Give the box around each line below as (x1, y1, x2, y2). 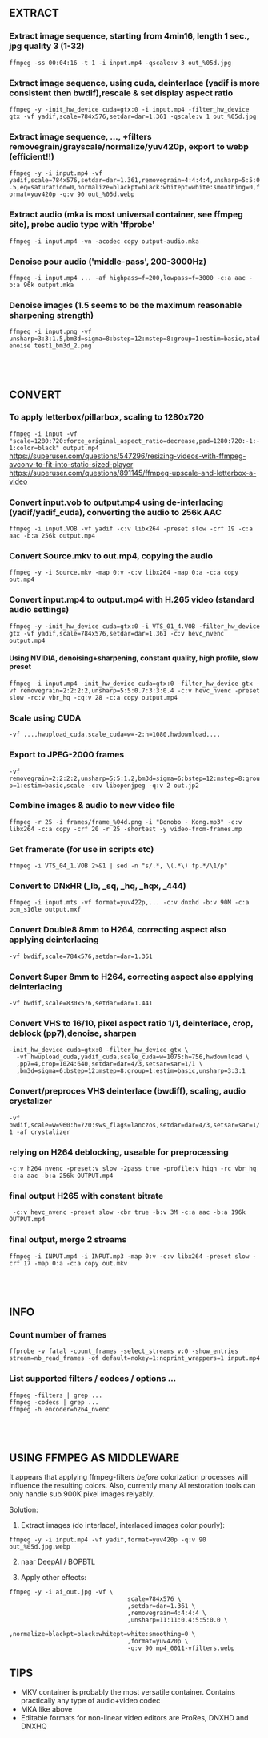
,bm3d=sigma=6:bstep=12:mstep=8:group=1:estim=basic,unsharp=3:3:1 (16, 1067, 246, 1075)
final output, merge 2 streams (9, 1234, 127, 1245)
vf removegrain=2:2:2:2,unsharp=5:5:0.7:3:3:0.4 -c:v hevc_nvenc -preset (9, 686, 261, 695)
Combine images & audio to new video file (9, 800, 175, 811)
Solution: (9, 1505, 38, 1515)
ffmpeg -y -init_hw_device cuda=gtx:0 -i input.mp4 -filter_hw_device (9, 105, 250, 113)
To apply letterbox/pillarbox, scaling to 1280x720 (9, 412, 205, 423)
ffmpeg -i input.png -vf (9, 328, 92, 336)
